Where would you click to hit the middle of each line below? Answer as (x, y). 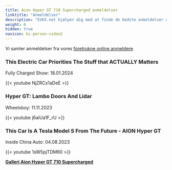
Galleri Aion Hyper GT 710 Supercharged (49, 162)
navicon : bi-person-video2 (34, 34)
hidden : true (19, 29)
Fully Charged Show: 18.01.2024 (39, 73)
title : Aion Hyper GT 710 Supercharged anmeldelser (61, 10)
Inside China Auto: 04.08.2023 (38, 142)
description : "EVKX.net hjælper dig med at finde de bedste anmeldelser (84, 20)
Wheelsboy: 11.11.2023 (29, 107)
